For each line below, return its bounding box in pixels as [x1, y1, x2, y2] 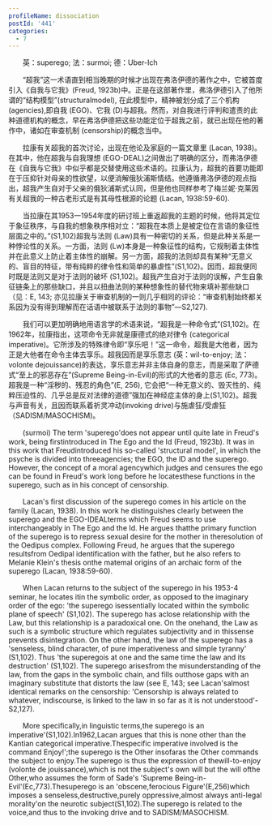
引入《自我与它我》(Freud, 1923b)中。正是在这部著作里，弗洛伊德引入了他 [8, 85, 257, 95]
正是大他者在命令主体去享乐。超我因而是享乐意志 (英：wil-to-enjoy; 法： [8, 350, 249, 359]
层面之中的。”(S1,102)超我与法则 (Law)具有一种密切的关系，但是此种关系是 [8, 231, 253, 241]
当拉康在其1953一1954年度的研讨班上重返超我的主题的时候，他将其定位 [22, 211, 261, 221]
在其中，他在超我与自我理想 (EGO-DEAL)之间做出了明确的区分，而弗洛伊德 [8, 153, 258, 163]
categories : [8, 27, 49, 35]
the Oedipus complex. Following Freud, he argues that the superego [8, 540, 236, 550]
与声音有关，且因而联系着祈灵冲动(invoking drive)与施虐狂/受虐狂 [8, 401, 227, 410]
